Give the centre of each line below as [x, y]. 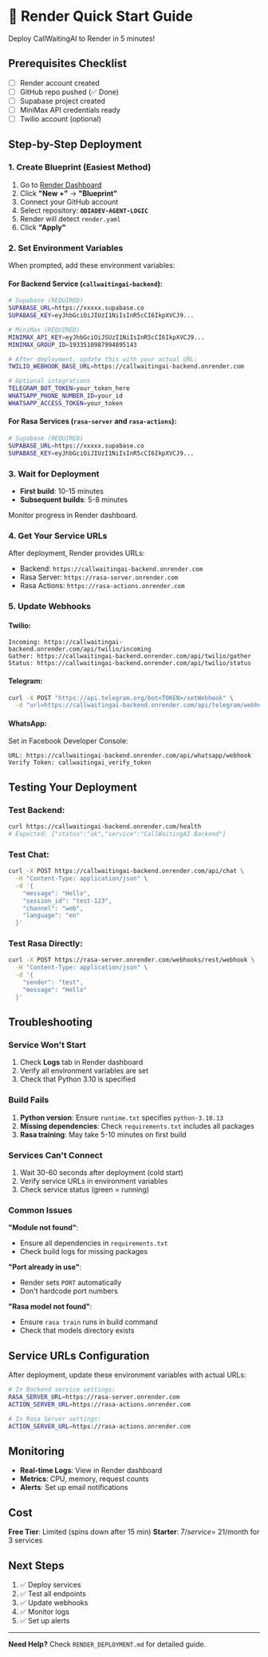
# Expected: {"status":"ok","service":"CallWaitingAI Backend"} [117, 834]
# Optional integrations [49, 381]
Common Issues [41, 1210]
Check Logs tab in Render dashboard [81, 1062]
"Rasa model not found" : [50, 1307]
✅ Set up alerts [45, 1620]
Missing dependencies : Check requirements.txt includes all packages [137, 1125]
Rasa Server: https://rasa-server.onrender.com [99, 577]
